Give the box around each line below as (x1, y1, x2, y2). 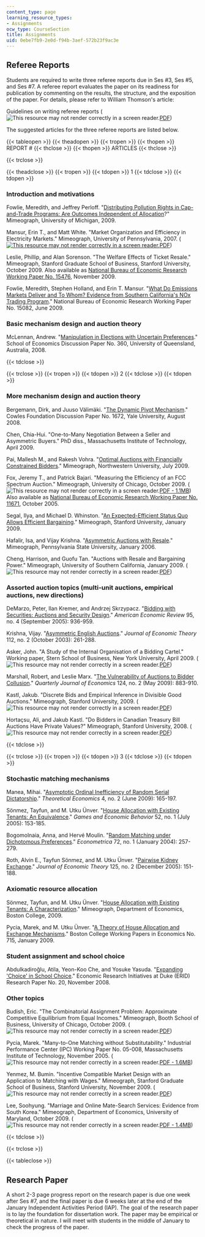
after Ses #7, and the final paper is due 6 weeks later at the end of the (6, 1197, 182, 1205)
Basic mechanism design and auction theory (6, 319, 142, 328)
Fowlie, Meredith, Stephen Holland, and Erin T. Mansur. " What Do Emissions (6, 285, 198, 292)
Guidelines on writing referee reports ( (6, 108, 103, 115)
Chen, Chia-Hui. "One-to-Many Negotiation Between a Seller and (6, 431, 171, 438)
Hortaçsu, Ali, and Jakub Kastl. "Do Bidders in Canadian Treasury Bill (6, 716, 181, 723)
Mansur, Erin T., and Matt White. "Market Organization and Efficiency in (6, 229, 186, 236)
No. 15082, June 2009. (6, 304, 64, 312)
